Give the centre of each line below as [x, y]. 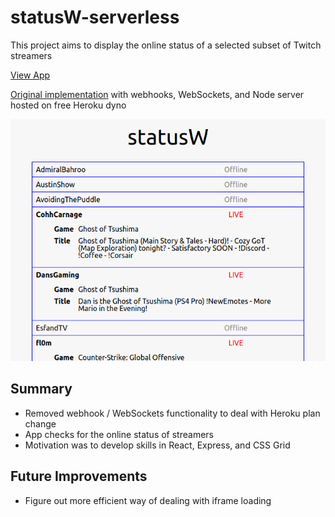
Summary [41, 389]
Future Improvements [79, 476]
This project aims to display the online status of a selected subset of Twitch [166, 45]
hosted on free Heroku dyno [68, 105]
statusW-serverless [95, 17]
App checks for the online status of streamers [119, 434]
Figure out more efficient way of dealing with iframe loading [148, 500]
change [40, 423]
